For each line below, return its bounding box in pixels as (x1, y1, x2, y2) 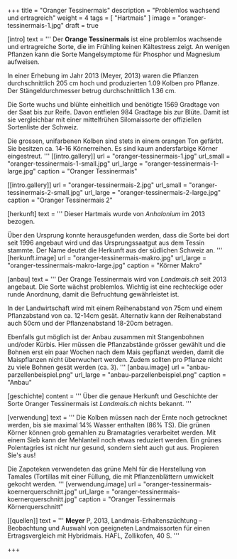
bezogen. (7, 217, 35, 225)
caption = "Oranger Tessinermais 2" (7, 196, 114, 204)
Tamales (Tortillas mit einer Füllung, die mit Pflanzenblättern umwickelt (7, 472, 214, 481)
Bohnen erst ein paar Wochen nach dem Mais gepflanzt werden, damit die (7, 348, 225, 356)
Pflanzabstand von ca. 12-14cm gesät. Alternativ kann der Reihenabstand (7, 312, 222, 319)
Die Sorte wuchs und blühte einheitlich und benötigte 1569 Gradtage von (7, 100, 220, 109)
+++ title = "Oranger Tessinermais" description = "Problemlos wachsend (7, 6, 220, 14)
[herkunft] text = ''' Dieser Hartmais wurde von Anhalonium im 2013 (7, 210, 206, 218)
